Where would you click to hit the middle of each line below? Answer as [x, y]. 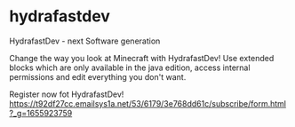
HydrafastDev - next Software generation [85, 41]
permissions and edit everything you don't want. [98, 76]
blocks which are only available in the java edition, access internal [130, 67]
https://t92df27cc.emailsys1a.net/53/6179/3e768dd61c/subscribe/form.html [148, 103]
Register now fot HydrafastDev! [67, 94]
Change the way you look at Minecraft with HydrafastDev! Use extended [142, 58]
